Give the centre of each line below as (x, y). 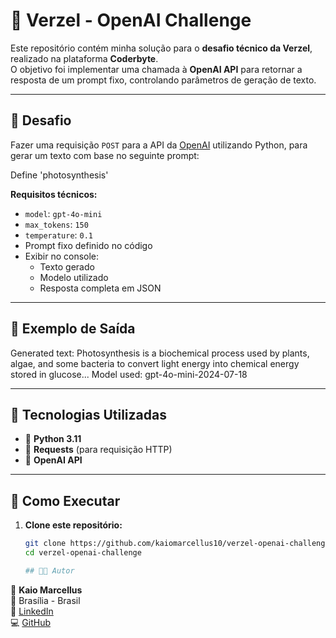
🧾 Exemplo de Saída (73, 329)
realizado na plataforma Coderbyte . (84, 58)
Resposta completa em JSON (100, 288)
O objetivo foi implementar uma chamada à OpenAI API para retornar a (156, 69)
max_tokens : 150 (56, 224)
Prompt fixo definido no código (88, 245)
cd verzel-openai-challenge (83, 553)
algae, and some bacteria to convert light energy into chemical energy (155, 363)
